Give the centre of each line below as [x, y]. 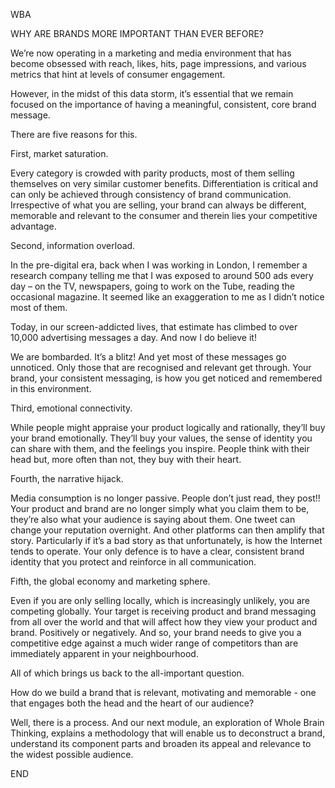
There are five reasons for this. [74, 134]
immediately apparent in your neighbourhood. [104, 653]
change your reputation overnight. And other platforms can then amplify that [167, 530]
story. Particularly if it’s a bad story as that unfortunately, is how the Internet [166, 540]
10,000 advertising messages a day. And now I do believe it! [133, 337]
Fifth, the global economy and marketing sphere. [110, 581]
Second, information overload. [73, 245]
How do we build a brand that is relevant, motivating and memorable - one [163, 692]
